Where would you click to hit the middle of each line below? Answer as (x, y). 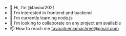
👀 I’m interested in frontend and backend (51, 13)
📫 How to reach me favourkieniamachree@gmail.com (64, 28)
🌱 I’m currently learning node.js (41, 18)
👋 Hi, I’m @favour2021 (32, 8)
